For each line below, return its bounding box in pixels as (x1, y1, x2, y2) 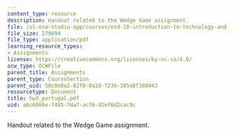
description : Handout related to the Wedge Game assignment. (7, 17, 190, 24)
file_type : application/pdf (7, 36, 90, 43)
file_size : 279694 (7, 29, 61, 37)
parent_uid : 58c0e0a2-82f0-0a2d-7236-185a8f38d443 (7, 82, 158, 89)
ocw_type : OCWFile (7, 62, 61, 69)
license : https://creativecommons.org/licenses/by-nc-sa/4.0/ (7, 56, 192, 63)
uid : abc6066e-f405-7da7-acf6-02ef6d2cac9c (7, 102, 136, 109)
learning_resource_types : (7, 43, 83, 50)
